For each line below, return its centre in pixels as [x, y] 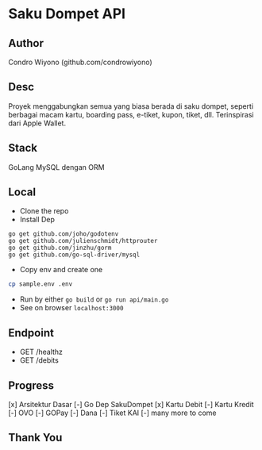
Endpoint [31, 333]
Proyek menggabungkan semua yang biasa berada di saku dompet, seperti [131, 106]
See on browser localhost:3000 [71, 308]
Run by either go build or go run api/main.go [94, 299]
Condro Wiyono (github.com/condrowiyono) [80, 62]
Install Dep [37, 220]
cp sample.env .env [40, 284]
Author [26, 43]
